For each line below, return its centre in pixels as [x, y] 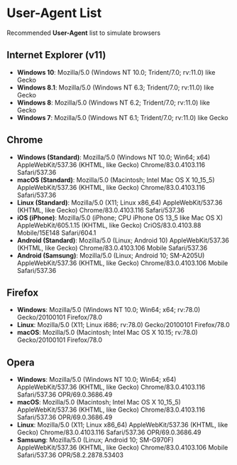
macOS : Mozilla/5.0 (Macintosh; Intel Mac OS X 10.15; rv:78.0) [107, 333]
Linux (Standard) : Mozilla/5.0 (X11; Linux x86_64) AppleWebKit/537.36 [120, 202]
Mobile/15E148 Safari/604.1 [56, 232]
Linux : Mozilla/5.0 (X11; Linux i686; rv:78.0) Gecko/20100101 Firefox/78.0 [123, 325]
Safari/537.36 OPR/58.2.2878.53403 [70, 455]
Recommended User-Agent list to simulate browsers [84, 33]
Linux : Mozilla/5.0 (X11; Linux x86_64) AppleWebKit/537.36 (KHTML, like [122, 425]
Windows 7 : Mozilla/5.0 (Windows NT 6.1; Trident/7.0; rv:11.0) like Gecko [122, 117]
